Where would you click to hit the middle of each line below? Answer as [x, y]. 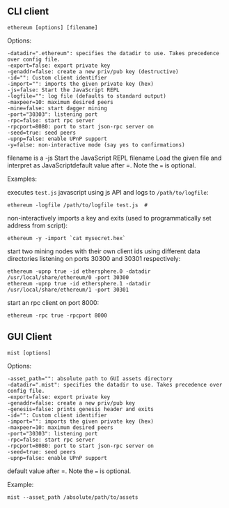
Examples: [22, 179]
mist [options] [29, 353]
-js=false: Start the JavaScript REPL [63, 90]
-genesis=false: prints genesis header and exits [81, 409]
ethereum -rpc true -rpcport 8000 [57, 315]
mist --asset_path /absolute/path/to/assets [73, 497]
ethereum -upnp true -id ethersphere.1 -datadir [79, 283]
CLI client [28, 12]
